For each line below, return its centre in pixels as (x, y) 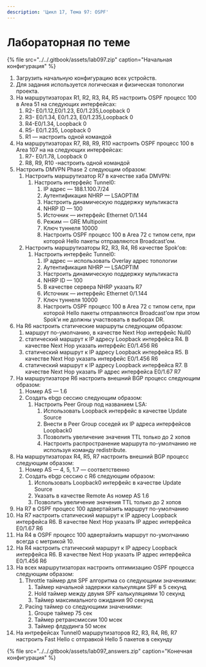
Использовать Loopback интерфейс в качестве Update (115, 411)
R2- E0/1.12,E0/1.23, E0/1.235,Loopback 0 (78, 111)
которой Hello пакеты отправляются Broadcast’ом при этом (121, 313)
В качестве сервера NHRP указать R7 (93, 287)
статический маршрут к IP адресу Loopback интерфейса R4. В (107, 339)
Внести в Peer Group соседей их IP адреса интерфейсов (117, 424)
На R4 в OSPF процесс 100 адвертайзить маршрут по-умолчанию (102, 534)
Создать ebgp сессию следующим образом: (84, 397)
